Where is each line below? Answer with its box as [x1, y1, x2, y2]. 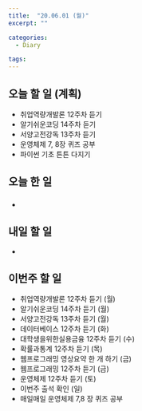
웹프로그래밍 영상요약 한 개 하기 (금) [19, 354, 132, 364]
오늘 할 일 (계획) [8, 87, 82, 101]
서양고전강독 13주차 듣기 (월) [19, 314, 109, 324]
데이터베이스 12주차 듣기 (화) [19, 324, 109, 334]
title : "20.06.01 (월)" [8, 11, 89, 20]
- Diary [15, 41, 41, 49]
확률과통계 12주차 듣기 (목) [19, 344, 103, 354]
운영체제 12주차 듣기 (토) [19, 374, 97, 384]
